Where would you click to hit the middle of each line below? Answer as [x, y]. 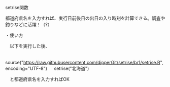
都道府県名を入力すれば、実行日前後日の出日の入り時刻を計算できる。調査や [85, 18]
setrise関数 [17, 7]
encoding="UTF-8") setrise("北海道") [47, 68]
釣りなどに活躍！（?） [29, 25]
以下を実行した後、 [29, 46]
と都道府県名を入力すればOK [40, 79]
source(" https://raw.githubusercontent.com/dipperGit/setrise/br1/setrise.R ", [84, 62]
